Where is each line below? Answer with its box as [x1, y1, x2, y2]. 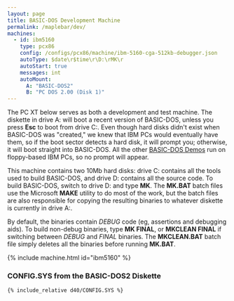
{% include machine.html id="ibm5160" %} [7, 254, 132, 262]
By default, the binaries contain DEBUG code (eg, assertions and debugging [7, 217, 227, 226]
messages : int [20, 69, 61, 76]
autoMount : [20, 75, 52, 83]
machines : [7, 30, 36, 37]
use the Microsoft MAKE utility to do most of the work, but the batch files [7, 189, 219, 198]
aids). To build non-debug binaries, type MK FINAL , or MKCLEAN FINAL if [7, 225, 222, 233]
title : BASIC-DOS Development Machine [7, 17, 121, 24]
